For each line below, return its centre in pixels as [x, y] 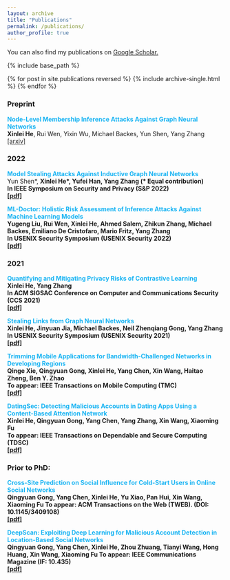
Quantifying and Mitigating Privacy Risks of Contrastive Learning [102, 279]
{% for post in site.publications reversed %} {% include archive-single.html [114, 79]
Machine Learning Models [45, 216]
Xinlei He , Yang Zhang [40, 286]
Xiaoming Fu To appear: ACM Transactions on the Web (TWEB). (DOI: [108, 505]
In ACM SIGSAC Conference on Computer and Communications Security [113, 293]
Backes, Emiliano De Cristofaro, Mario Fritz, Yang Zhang [89, 230]
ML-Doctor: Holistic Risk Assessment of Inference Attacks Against [104, 209]
